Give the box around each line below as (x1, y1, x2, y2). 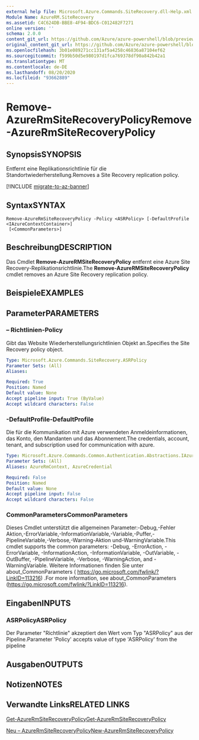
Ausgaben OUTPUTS (6, 659, 83, 669)
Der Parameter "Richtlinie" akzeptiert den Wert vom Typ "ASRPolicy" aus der (6, 630, 193, 637)
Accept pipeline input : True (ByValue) (6, 396, 105, 401)
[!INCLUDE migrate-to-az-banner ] (6, 183, 89, 190)
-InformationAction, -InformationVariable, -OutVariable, (41, 549, 176, 556)
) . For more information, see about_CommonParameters (40, 574, 176, 582)
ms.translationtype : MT (6, 58, 65, 64)
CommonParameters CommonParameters (6, 511, 129, 519)
